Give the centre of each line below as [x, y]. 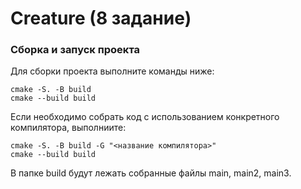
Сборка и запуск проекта [75, 50]
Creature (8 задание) [101, 18]
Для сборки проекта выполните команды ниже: [112, 71]
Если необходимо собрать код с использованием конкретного [145, 117]
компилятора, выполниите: [68, 128]
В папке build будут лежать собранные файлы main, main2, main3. [151, 173]
